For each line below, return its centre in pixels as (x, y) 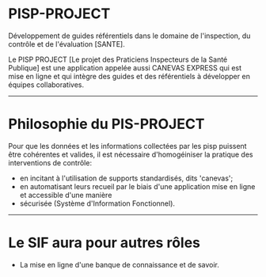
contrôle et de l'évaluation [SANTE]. (66, 44)
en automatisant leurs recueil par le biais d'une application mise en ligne (137, 186)
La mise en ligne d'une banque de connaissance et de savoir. (120, 264)
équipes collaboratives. (46, 85)
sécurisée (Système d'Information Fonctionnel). (97, 203)
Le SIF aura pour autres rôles (104, 243)
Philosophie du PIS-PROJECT (106, 124)
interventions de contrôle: (50, 162)
